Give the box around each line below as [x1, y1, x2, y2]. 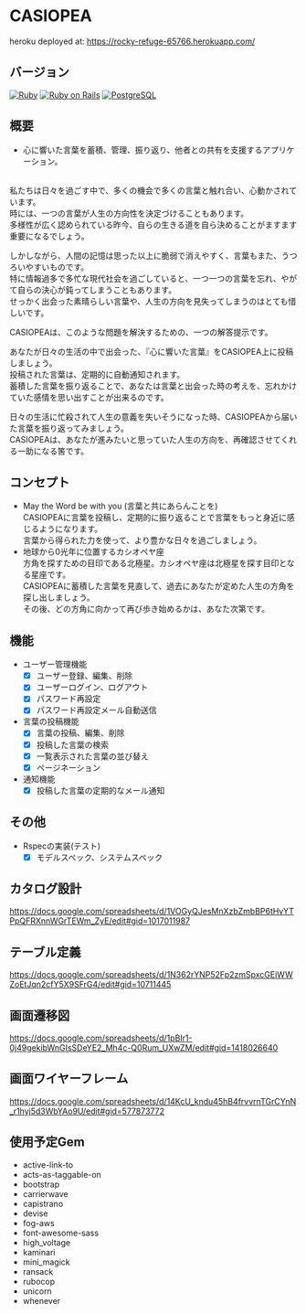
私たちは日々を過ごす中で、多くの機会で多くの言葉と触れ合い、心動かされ [9, 185, 290, 196]
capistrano [22, 1198, 64, 1209]
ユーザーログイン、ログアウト [36, 682, 149, 693]
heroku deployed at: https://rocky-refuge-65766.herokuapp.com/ [9, 36, 256, 47]
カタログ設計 [9, 881, 82, 897]
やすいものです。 [25, 262, 90, 272]
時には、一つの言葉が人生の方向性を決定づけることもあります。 [9, 208, 249, 219]
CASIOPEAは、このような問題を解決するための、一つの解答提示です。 [9, 326, 273, 337]
